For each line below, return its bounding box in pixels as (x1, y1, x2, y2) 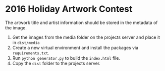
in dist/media (12, 39, 40, 45)
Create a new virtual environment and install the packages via (12, 45, 139, 50)
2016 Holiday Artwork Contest (5, 3, 133, 15)
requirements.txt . (12, 50, 50, 56)
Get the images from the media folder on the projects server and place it (12, 34, 160, 40)
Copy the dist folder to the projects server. (12, 60, 101, 66)
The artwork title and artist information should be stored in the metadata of (5, 20, 158, 25)
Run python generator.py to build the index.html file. (12, 55, 120, 61)
